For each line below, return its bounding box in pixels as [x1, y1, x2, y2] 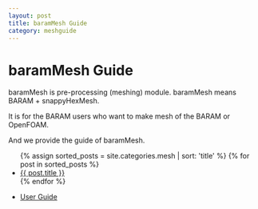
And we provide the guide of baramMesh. [8, 135, 145, 145]
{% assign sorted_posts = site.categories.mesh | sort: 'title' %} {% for [19, 151, 250, 161]
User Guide [19, 192, 58, 202]
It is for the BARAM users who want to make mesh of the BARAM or [8, 111, 230, 121]
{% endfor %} [19, 177, 66, 187]
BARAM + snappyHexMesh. [8, 96, 100, 106]
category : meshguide [8, 26, 77, 34]
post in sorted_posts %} [19, 159, 100, 169]
